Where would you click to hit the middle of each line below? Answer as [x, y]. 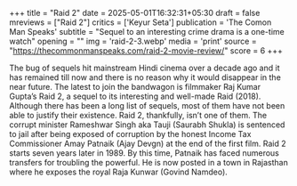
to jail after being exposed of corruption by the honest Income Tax [130, 134]
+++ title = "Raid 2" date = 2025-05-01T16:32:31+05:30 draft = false [135, 13]
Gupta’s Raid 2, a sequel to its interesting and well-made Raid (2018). [135, 96]
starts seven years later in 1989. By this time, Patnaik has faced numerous [144, 153]
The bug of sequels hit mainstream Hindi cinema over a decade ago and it [144, 68]
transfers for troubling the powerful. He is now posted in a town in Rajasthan [149, 162]
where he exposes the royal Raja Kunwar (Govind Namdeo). [119, 172]
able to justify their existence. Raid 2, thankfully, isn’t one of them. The [138, 115]
